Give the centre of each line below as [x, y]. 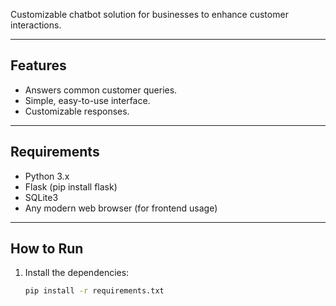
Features [38, 65]
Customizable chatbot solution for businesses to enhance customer [149, 14]
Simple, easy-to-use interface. [87, 100]
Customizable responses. [77, 111]
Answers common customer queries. [101, 90]
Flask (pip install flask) [71, 186]
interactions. [36, 25]
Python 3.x [47, 176]
